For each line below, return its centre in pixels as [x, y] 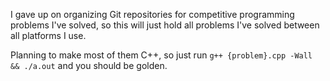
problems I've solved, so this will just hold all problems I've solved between [165, 25]
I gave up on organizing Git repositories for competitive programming [152, 14]
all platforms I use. [48, 35]
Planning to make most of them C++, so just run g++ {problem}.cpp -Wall [161, 55]
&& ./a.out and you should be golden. [89, 65]
